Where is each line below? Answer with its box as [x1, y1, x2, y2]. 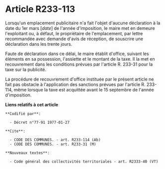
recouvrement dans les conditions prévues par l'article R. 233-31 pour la [5, 61, 153, 67]
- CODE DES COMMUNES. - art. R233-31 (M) [9, 142, 97, 147]
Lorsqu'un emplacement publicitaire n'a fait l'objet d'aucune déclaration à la [5, 20, 161, 26]
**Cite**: [5, 128, 26, 134]
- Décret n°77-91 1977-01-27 [9, 120, 70, 125]
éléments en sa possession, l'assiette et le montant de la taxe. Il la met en [5, 56, 155, 62]
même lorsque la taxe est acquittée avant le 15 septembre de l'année [13, 86, 154, 92]
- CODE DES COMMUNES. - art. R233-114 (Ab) [9, 137, 101, 142]
